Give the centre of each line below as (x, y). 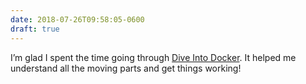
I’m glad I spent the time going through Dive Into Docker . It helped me (153, 57)
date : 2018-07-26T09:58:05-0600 (77, 19)
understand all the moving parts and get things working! (126, 68)
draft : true (35, 29)
